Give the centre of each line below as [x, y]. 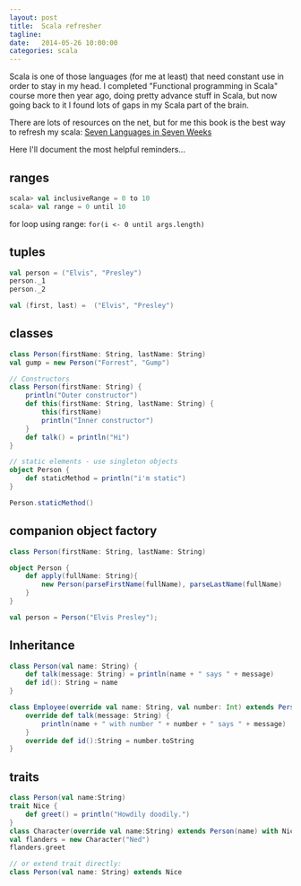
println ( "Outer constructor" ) [82, 396]
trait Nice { [34, 806]
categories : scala [43, 51]
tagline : [26, 34]
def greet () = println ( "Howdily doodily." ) [108, 814]
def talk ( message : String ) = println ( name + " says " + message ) [150, 674]
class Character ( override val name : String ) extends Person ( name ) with [144, 831]
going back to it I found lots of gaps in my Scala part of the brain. [129, 105]
